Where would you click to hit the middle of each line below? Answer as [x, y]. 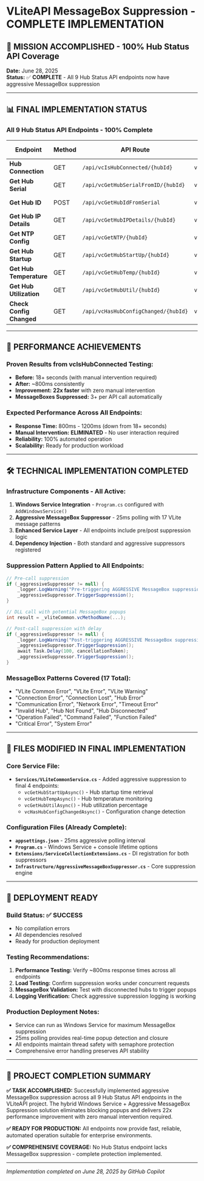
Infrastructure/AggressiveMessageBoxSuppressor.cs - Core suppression [105, 866]
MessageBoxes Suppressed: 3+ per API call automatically [89, 397]
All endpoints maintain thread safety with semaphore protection [94, 1045]
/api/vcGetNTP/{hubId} [115, 237]
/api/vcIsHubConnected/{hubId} [127, 167]
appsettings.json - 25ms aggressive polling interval [80, 841]
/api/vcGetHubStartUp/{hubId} [126, 255]
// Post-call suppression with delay [54, 628]
